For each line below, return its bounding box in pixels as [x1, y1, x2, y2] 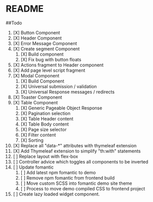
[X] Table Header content [20, 115, 74, 122]
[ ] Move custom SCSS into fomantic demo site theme [20, 180, 132, 186]
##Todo [6, 20, 22, 26]
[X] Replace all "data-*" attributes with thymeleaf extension [13, 142, 137, 148]
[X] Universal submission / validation [20, 83, 97, 89]
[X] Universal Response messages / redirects [20, 89, 115, 95]
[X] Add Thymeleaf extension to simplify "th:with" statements [13, 148, 141, 154]
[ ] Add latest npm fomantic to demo [20, 169, 96, 175]
